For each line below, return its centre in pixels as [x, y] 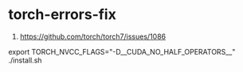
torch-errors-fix [63, 15]
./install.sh [25, 60]
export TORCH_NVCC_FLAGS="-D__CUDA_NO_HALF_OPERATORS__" [122, 51]
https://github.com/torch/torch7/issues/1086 [92, 36]
